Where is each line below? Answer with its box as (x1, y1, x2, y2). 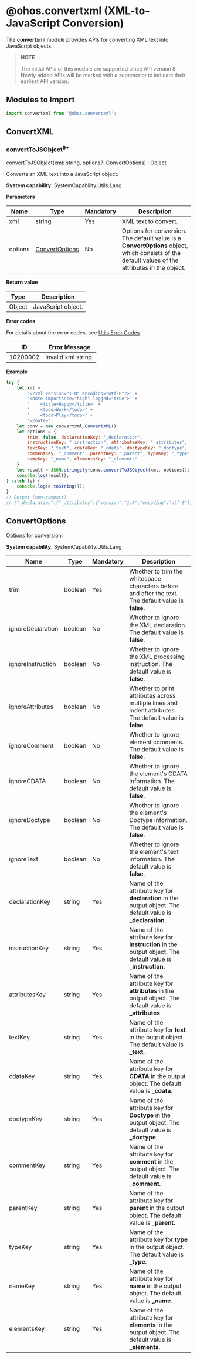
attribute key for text (129, 1026, 186, 1034)
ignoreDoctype (9, 816, 50, 824)
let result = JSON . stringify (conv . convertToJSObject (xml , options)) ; (16, 467, 191, 473)
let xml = (16, 385, 41, 391)
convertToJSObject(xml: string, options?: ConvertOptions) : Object (6, 159, 167, 166)
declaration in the (129, 894, 179, 902)
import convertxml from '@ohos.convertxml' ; (6, 110, 117, 116)
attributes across (129, 691, 176, 700)
